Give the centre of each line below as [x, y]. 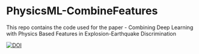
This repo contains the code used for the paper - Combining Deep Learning [100, 27]
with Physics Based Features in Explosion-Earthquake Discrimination [91, 33]
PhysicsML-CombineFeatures [82, 11]
